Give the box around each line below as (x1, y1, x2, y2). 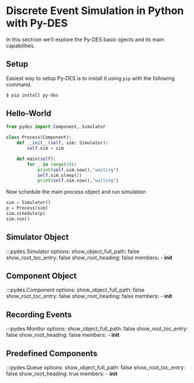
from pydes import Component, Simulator (6, 124, 106, 130)
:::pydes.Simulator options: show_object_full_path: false (6, 248, 140, 255)
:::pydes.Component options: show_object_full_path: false (6, 286, 145, 293)
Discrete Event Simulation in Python (6, 4, 184, 18)
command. (6, 81, 32, 88)
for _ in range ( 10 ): (27, 161, 77, 167)
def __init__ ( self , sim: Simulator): (16, 140, 109, 146)
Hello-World (6, 108, 51, 118)
